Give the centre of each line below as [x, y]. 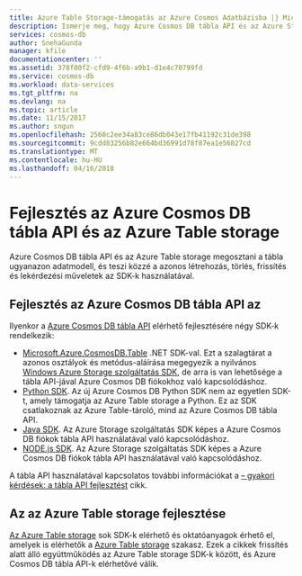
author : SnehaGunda [46, 43]
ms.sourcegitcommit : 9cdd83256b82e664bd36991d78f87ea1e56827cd [130, 143]
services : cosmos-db [48, 34]
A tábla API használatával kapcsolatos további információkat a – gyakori [142, 476]
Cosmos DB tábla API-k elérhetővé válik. [84, 563]
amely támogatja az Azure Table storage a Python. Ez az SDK [144, 400]
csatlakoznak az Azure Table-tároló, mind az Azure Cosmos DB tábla [150, 410]
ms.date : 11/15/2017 [48, 118]
